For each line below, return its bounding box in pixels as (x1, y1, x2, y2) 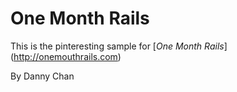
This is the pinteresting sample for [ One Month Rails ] (10, 40, 228, 52)
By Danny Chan (10, 70, 75, 82)
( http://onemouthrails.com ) (10, 50, 122, 62)
